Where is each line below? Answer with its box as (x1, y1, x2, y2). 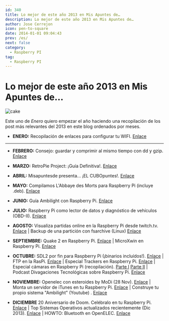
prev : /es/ (5, 36, 28, 41)
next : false (5, 40, 30, 45)
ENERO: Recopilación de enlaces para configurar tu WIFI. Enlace (12, 133, 147, 140)
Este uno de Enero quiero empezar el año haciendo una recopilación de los (5, 118, 161, 124)
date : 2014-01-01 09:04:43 (5, 31, 62, 36)
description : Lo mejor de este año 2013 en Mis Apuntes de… (5, 17, 134, 22)
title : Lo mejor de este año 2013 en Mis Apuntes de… (5, 12, 121, 17)
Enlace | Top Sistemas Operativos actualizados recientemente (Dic (12, 305, 151, 311)
